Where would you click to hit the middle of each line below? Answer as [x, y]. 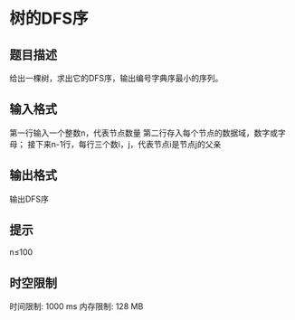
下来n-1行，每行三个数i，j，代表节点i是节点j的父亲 [128, 144]
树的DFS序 [49, 19]
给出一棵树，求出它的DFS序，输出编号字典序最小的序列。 [116, 78]
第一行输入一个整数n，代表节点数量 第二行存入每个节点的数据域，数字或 [144, 133]
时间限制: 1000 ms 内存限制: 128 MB [76, 306]
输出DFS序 [29, 199]
